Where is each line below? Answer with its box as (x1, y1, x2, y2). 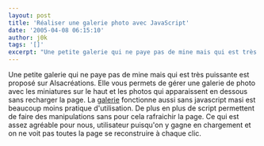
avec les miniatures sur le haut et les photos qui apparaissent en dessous (8, 87, 248, 95)
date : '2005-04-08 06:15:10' (8, 26, 105, 34)
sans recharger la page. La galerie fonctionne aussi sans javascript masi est (8, 95, 256, 104)
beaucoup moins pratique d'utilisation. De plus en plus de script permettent (8, 103, 255, 113)
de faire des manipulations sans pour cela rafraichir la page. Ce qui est (8, 112, 239, 121)
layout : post (8, 11, 52, 20)
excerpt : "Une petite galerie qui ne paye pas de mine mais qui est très (8, 48, 258, 56)
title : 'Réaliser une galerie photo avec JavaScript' (8, 19, 190, 27)
